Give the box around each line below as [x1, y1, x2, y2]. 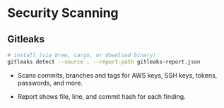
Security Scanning [7, 5, 119, 21]
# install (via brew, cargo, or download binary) [7, 52, 157, 59]
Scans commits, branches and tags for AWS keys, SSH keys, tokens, [17, 71, 218, 79]
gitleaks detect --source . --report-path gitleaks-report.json [7, 58, 201, 65]
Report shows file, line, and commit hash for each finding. [17, 92, 186, 100]
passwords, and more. [17, 78, 83, 87]
